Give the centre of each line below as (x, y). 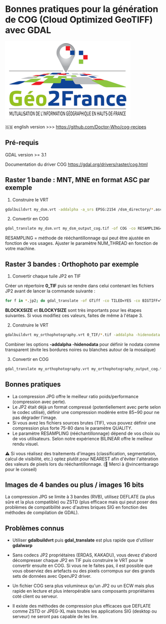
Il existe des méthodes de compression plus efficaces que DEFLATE (82, 606)
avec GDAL (28, 30)
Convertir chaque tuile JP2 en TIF (46, 276)
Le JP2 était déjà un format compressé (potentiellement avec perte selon (86, 407)
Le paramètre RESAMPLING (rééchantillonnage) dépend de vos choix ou (86, 433)
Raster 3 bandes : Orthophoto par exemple (72, 264)
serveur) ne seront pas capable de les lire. (55, 617)
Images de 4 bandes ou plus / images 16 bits (75, 485)
